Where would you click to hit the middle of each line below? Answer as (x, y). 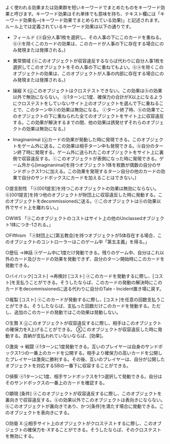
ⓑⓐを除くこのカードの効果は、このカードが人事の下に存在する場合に (86, 44)
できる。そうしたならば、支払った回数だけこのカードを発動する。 (83, 306)
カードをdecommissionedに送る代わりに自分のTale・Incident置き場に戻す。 (84, 289)
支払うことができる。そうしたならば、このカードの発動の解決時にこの (89, 282)
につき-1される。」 (35, 225)
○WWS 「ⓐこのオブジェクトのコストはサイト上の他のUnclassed (74, 218)
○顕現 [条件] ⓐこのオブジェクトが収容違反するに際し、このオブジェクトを (83, 393)
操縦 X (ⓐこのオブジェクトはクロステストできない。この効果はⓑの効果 (87, 91)
